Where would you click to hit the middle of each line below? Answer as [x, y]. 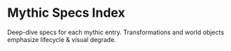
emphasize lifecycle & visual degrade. [62, 39]
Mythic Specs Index [66, 13]
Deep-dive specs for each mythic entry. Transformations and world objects [116, 32]
